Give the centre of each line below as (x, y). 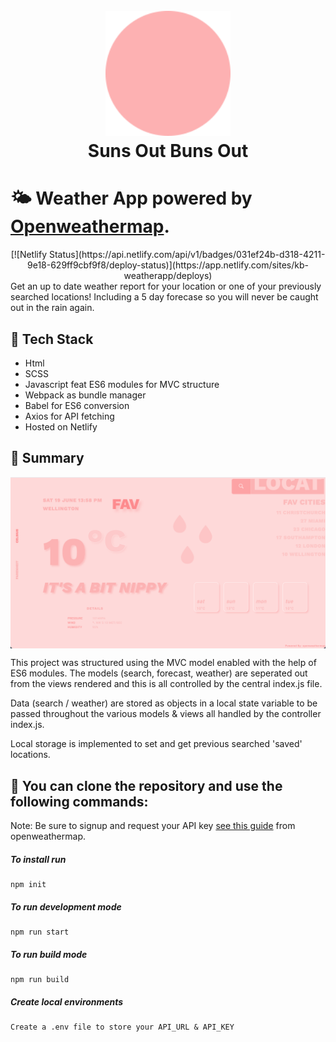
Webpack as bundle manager (85, 395)
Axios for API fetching (69, 416)
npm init (28, 885)
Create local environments (67, 1001)
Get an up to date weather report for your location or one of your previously (166, 286)
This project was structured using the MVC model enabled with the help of (163, 663)
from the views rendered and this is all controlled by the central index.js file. (166, 684)
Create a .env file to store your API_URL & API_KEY (122, 1027)
